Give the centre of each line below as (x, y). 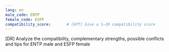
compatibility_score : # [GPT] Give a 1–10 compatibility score (80, 24)
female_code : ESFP (25, 19)
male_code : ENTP (22, 15)
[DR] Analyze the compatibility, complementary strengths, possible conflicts (85, 39)
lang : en (14, 10)
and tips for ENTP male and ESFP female (48, 44)
